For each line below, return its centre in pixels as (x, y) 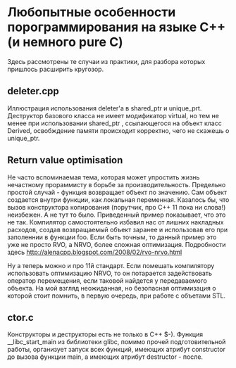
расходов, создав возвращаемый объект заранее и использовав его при (118, 229)
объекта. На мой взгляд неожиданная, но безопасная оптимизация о (112, 288)
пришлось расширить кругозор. (56, 69)
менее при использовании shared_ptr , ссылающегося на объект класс (114, 123)
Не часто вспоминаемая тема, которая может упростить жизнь (104, 177)
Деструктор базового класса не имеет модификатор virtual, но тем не (113, 115)
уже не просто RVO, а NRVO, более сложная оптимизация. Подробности (117, 244)
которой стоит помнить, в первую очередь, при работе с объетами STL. (117, 296)
